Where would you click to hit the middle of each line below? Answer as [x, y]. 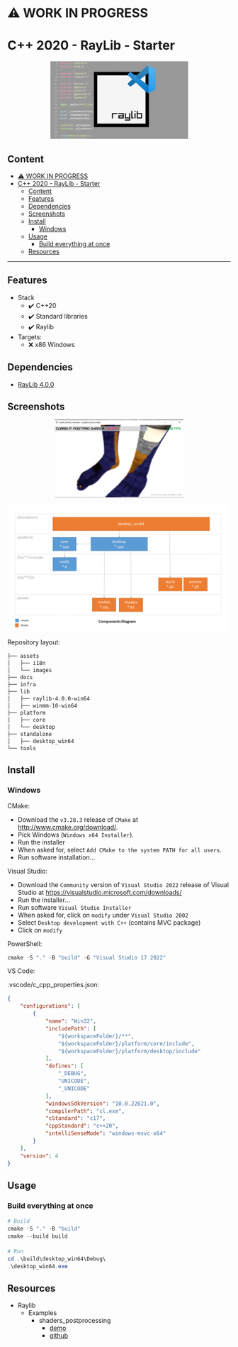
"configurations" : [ [50, 1006]
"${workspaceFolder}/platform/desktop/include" [129, 1051]
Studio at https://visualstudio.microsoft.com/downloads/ [100, 892]
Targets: [30, 337]
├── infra [22, 684]
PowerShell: [25, 944]
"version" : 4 [39, 1156]
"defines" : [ [64, 1066]
